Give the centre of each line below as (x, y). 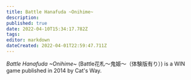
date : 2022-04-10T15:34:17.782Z (47, 29)
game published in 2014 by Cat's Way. (54, 70)
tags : (13, 35)
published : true (27, 23)
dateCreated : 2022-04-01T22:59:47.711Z (57, 46)
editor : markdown (28, 40)
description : (23, 18)
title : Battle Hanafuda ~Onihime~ (50, 12)
